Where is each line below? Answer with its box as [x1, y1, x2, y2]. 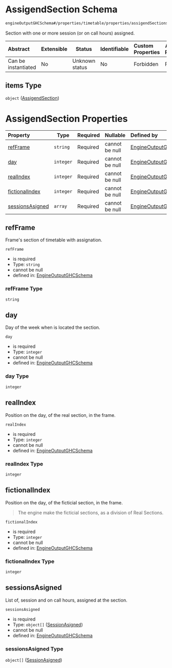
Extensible [40, 45, 68, 52]
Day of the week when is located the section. [5, 324, 101, 330]
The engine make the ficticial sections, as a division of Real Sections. [17, 509, 164, 516]
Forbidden [134, 60, 159, 67]
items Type [5, 81, 42, 90]
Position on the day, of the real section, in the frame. [5, 412, 116, 418]
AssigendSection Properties [5, 113, 128, 125]
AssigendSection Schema [5, 4, 118, 15]
